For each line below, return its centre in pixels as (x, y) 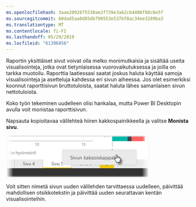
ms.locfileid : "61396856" (37, 43)
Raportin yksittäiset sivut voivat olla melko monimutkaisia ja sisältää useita (95, 61)
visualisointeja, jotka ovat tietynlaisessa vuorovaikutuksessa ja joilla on (91, 67)
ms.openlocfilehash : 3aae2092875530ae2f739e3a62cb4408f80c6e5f (85, 12)
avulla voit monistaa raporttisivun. (47, 109)
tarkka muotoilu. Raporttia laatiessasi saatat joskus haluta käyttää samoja (94, 73)
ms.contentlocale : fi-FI (36, 31)
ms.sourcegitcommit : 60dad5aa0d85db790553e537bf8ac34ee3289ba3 (85, 18)
